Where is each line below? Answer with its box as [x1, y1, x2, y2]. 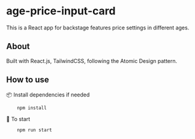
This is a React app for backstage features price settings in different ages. [6, 24, 190, 31]
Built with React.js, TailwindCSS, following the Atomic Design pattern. [6, 57, 178, 64]
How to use [6, 75, 49, 85]
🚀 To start [6, 115, 31, 122]
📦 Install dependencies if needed [6, 91, 90, 98]
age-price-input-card [6, 4, 116, 18]
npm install [17, 105, 47, 111]
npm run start [17, 127, 52, 133]
